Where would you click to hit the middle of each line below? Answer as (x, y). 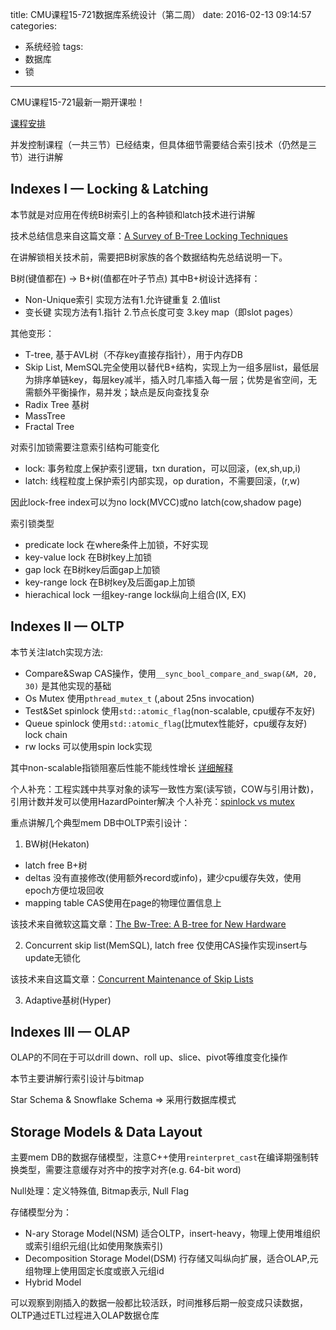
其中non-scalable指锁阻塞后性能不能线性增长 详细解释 (122, 767)
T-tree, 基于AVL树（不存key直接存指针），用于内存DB (133, 354)
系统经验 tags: (54, 46)
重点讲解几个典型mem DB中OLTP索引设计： (100, 822)
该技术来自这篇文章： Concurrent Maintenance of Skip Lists (132, 979)
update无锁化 (52, 957)
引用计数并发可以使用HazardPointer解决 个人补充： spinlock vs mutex (152, 801)
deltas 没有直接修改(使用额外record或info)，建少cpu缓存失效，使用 (163, 877)
